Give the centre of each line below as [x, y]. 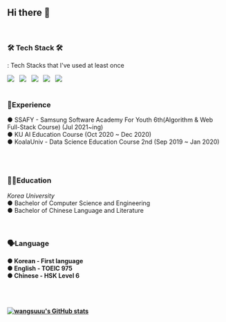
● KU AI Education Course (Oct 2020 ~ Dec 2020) [79, 135]
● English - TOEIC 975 [40, 268]
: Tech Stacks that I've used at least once [66, 66]
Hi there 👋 [29, 13]
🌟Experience [29, 105]
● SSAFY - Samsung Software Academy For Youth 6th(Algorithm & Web [110, 120]
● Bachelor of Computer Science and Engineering [79, 203]
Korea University [31, 196]
